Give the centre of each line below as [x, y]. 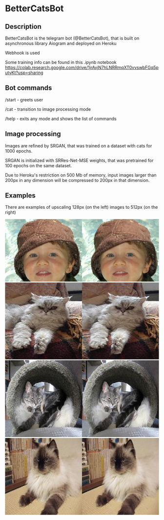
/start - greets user [24, 100]
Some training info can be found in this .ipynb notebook [61, 62]
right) [10, 212]
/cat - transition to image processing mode [48, 109]
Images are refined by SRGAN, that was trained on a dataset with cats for [79, 146]
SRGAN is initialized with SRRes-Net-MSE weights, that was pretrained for [79, 160]
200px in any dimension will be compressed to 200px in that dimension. [77, 180]
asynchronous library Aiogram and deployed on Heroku [61, 43]
